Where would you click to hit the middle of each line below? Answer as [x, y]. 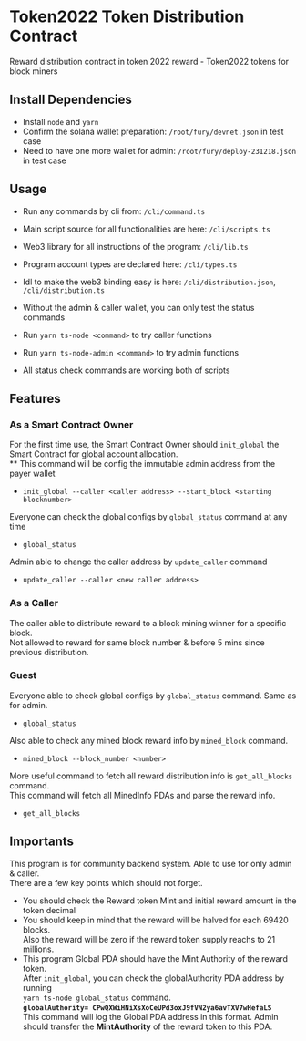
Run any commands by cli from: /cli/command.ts [114, 211]
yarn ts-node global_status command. [97, 997]
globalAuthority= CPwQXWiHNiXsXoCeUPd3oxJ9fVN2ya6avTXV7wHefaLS [147, 1008]
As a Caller [34, 603]
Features [35, 398]
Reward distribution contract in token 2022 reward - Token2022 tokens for [149, 61]
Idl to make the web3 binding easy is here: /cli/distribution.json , [149, 282]
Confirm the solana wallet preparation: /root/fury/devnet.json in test [153, 131]
